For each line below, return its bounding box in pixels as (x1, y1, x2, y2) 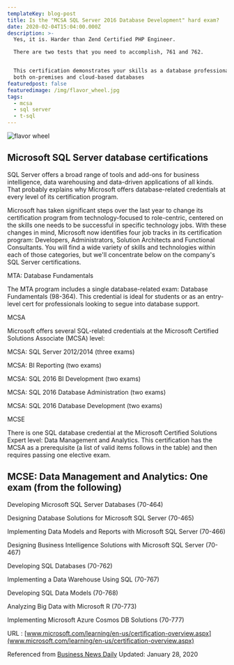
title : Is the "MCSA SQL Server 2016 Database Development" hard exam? (7, 17, 219, 24)
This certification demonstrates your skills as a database (13, 68, 192, 75)
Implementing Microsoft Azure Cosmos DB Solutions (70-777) (7, 616, 185, 624)
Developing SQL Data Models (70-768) (7, 588, 118, 597)
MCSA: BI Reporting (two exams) (7, 361, 102, 369)
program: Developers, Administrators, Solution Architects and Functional (7, 235, 215, 244)
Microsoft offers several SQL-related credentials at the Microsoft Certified (7, 327, 219, 335)
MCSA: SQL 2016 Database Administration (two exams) (7, 388, 166, 396)
